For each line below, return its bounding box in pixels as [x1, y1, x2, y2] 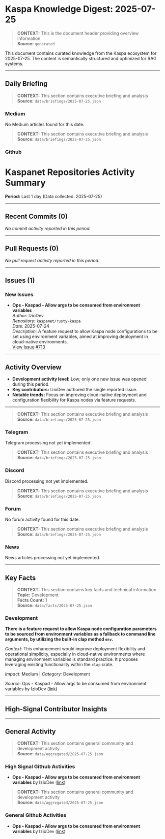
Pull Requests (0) [5, 244, 59, 253]
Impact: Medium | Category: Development [5, 671, 90, 677]
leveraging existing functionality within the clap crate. [5, 662, 114, 668]
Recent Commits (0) [5, 212, 68, 221]
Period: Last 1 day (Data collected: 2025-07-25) [5, 193, 102, 199]
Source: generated [17, 40, 55, 46]
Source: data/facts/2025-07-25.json [17, 603, 92, 608]
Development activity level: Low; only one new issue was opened [12, 376, 147, 382]
